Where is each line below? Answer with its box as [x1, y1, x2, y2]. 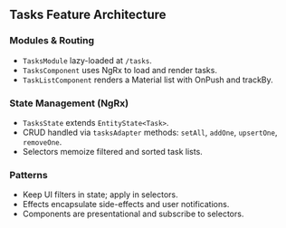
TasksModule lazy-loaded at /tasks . [22, 54, 152, 66]
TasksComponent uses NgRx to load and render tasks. [22, 64, 217, 75]
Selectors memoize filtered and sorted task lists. [22, 146, 204, 157]
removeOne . [22, 136, 62, 147]
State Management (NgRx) [9, 97, 129, 109]
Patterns [9, 168, 48, 181]
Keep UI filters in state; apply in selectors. [22, 189, 178, 200]
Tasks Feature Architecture [9, 7, 167, 23]
